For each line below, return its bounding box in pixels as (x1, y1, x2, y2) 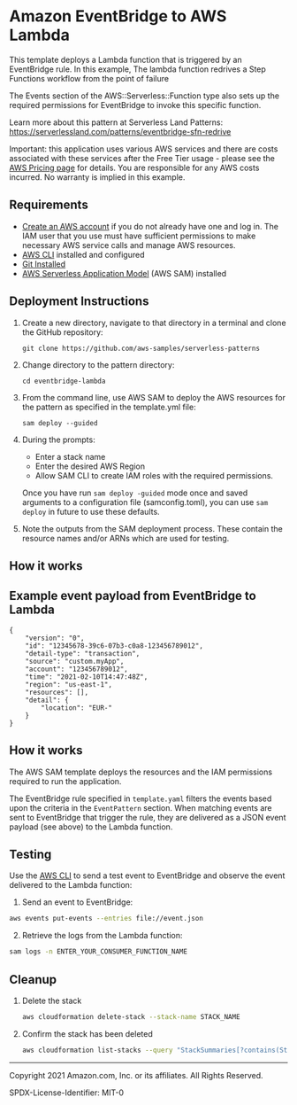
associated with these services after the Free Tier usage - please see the (9, 152, 276, 163)
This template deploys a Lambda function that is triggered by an (9, 54, 242, 65)
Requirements (9, 198, 88, 213)
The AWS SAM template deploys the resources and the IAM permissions (9, 766, 272, 777)
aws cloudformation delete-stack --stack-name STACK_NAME (21, 1012, 240, 1021)
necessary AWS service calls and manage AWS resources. (21, 239, 236, 250)
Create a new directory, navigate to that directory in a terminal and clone (21, 317, 286, 328)
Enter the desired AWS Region (34, 461, 146, 471)
